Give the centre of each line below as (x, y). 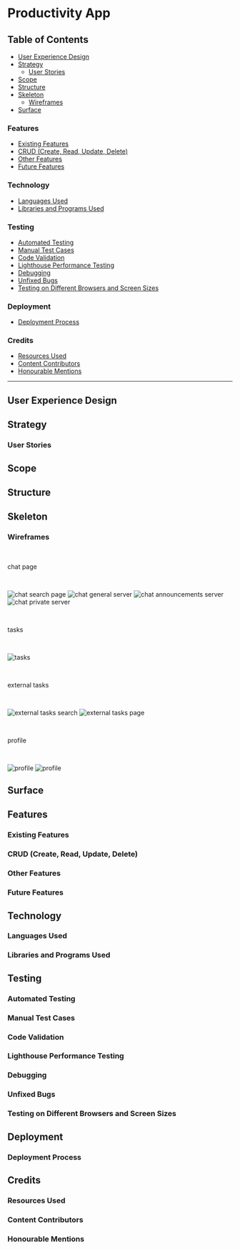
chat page (22, 567)
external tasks (28, 685)
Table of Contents (48, 40)
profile (17, 740)
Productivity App (59, 13)
